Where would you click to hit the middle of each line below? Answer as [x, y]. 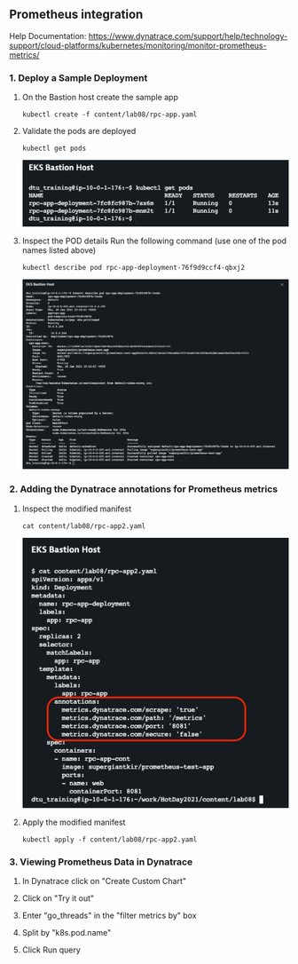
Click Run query [51, 950]
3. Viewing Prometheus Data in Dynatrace [101, 862]
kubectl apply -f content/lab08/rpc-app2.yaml [110, 839]
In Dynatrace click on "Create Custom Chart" [104, 881]
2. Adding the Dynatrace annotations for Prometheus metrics [144, 489]
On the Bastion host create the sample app [100, 98]
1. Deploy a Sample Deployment [78, 77]
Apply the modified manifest [74, 822]
